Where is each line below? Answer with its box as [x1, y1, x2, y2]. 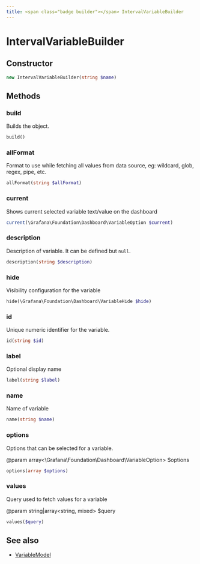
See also [6, 535, 39, 545]
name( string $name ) [6, 416, 55, 423]
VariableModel [14, 551, 51, 559]
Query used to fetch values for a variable [6, 496, 108, 503]
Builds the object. [6, 122, 50, 130]
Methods [6, 91, 41, 101]
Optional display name [6, 365, 62, 373]
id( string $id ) [6, 338, 44, 344]
